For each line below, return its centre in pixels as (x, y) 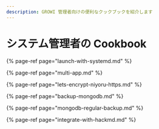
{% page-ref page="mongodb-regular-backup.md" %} (75, 108)
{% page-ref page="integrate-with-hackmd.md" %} (71, 119)
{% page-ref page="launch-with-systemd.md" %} (69, 61)
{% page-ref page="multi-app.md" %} (55, 73)
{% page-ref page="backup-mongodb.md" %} (65, 96)
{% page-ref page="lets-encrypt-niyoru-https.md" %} (74, 84)
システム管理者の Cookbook (76, 44)
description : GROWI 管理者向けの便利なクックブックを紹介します (79, 12)
